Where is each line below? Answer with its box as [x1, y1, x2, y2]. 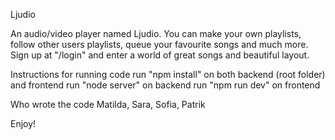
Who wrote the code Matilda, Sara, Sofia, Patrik [10, 99, 206, 110]
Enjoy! [10, 118, 37, 129]
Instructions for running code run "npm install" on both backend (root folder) [10, 69, 326, 80]
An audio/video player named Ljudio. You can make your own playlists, [10, 28, 302, 39]
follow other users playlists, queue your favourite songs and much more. [10, 39, 309, 50]
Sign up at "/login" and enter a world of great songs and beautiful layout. [10, 49, 310, 61]
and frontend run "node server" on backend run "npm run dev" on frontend [10, 79, 321, 91]
